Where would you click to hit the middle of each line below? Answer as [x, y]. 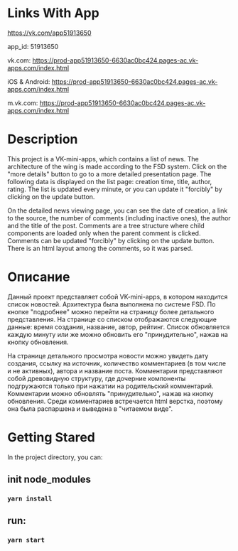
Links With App [53, 13]
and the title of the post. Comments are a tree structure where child [106, 225]
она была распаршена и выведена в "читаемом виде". [90, 408]
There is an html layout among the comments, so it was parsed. [100, 248]
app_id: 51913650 [33, 46]
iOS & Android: [29, 81]
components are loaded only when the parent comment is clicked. [104, 233]
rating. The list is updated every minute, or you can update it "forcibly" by [115, 189]
